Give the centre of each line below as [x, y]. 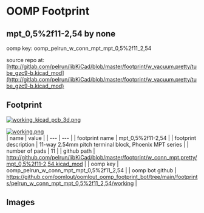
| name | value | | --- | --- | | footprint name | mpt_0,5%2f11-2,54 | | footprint [101, 138]
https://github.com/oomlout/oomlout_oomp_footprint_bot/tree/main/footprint [102, 176]
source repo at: [25, 60]
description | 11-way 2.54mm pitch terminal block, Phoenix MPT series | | [98, 144]
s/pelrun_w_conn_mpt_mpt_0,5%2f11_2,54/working [70, 183]
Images [21, 202]
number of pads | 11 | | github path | [51, 151]
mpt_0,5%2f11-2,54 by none [61, 34]
